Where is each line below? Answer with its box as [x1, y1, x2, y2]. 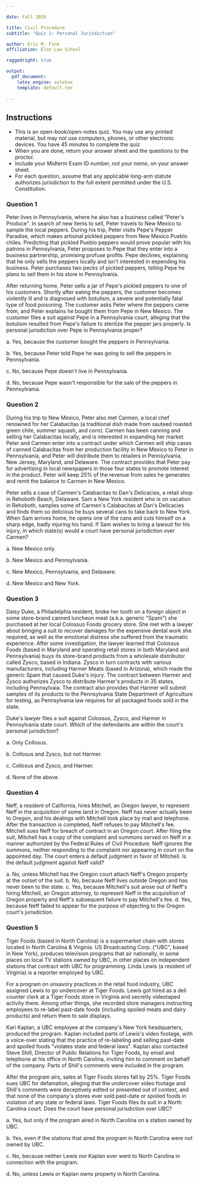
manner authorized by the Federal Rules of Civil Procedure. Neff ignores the [6, 840, 192, 847]
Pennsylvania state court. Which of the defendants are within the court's [6, 721, 184, 728]
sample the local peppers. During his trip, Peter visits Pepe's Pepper [6, 226, 173, 233]
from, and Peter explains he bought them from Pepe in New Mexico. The [6, 308, 184, 315]
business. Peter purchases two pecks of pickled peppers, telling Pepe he [6, 264, 185, 271]
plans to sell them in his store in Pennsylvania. [6, 271, 119, 278]
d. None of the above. [6, 774, 59, 781]
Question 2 [6, 400, 39, 409]
